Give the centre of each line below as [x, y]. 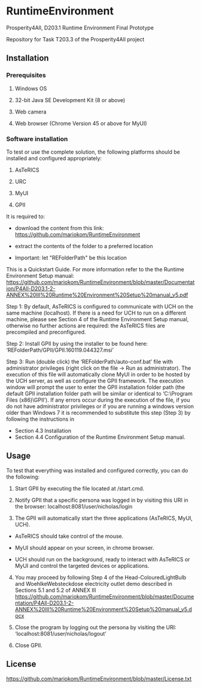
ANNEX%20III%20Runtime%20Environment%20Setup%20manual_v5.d [103, 609]
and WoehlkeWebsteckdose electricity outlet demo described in [93, 584]
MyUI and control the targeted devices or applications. [82, 566]
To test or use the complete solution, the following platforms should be [93, 152]
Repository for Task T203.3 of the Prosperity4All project [75, 39]
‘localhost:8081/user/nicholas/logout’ [60, 633]
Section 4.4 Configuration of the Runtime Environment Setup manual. [100, 437]
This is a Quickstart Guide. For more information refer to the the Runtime [95, 269]
